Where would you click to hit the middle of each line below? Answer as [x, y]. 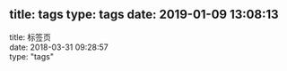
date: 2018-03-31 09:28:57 [59, 47]
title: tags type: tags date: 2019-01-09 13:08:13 [144, 15]
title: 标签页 [30, 37]
